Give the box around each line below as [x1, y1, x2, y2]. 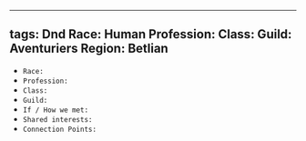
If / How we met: [22, 106, 89, 115]
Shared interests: [22, 115, 93, 124]
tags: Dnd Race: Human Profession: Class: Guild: [9, 26, 292, 42]
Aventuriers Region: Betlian [9, 41, 168, 56]
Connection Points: [22, 125, 97, 134]
